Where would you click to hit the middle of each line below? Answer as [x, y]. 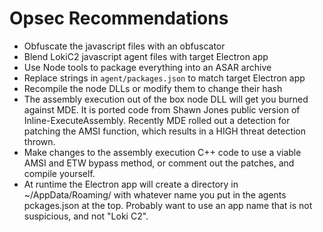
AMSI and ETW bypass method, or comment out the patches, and [159, 163]
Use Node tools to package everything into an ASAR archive [147, 67]
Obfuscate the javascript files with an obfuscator [124, 46]
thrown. [39, 141]
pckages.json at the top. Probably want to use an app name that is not [168, 205]
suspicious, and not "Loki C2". [86, 216]
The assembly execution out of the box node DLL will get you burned [166, 99]
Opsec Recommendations [119, 18]
